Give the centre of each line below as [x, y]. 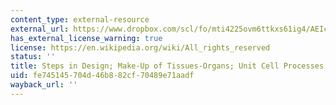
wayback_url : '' [44, 85]
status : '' [33, 57]
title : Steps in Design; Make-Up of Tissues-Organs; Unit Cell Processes [167, 66]
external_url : [40, 29]
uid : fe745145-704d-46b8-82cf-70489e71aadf [102, 76]
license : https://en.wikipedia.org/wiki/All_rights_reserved [140, 47]
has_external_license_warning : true [86, 38]
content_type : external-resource [80, 19]
